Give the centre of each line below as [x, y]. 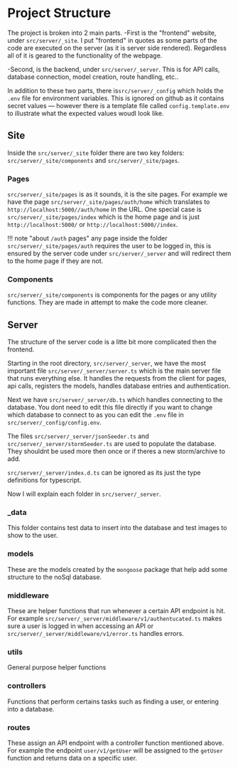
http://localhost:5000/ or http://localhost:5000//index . [93, 225]
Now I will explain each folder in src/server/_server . [84, 494]
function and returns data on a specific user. [72, 758]
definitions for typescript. [44, 480]
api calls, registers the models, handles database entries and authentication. [119, 386]
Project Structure [59, 13]
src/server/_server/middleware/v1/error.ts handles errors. [96, 634]
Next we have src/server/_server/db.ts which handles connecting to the [115, 400]
